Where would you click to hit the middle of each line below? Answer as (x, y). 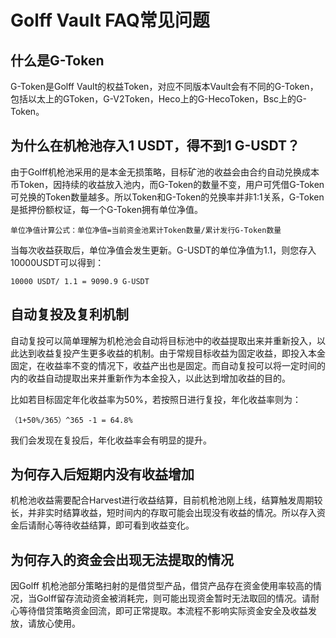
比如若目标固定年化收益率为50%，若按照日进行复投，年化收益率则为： (156, 399)
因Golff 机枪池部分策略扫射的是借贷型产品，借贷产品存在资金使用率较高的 (161, 586)
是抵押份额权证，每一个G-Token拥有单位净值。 (106, 209)
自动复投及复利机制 (69, 314)
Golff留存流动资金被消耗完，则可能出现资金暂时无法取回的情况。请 (174, 598)
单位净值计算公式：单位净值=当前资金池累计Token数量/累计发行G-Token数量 (146, 230)
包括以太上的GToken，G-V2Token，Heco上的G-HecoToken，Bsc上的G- (158, 99)
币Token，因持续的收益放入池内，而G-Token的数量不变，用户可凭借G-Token (167, 184)
